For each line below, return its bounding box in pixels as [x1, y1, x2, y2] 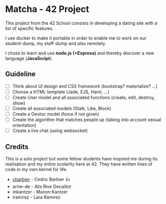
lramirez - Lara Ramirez [12, 194, 61, 200]
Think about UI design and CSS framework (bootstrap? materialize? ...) [12, 83, 158, 89]
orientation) [12, 122, 36, 128]
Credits [5, 142, 29, 151]
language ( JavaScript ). [5, 55, 53, 61]
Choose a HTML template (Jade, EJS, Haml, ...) [12, 88, 110, 94]
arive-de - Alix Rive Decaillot [12, 183, 71, 189]
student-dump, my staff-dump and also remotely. [5, 40, 106, 46]
